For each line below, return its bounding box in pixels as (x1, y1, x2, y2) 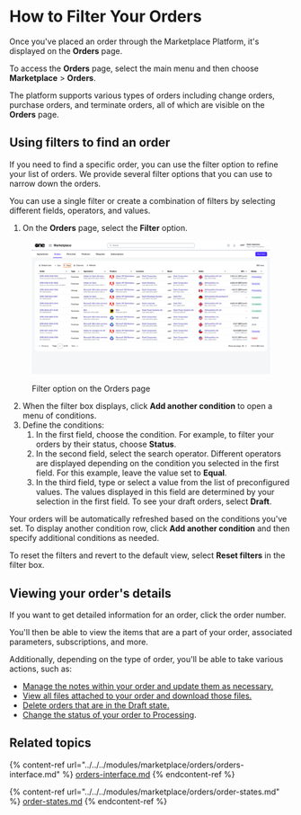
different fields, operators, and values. (9, 205, 151, 216)
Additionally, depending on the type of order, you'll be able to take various (9, 654, 284, 665)
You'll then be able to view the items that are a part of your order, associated (9, 627, 293, 638)
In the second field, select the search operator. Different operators (35, 448, 281, 459)
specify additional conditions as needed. (9, 533, 160, 544)
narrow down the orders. (9, 178, 102, 189)
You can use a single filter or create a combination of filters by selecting (9, 195, 276, 206)
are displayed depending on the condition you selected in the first (35, 458, 279, 469)
